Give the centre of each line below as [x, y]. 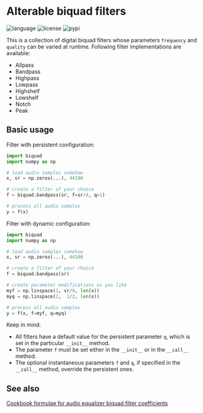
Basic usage [30, 130]
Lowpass [27, 85]
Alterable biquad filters [66, 11]
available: [18, 53]
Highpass [27, 78]
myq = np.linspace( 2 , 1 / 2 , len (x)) [53, 296]
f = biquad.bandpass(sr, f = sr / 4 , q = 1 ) [56, 195]
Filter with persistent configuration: [50, 145]
